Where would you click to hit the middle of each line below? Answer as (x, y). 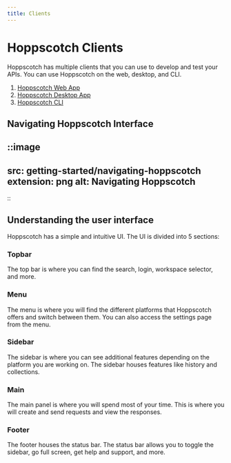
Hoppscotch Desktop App (54, 95)
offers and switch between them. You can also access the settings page (110, 317)
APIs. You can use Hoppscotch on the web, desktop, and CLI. (94, 74)
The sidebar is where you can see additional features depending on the (109, 357)
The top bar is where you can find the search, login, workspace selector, (110, 269)
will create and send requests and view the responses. (84, 412)
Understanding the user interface (80, 220)
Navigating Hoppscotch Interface (80, 124)
